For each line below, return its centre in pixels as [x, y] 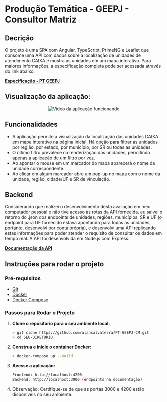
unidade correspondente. [38, 168]
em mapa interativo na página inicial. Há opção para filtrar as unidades [85, 142]
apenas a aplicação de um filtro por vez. [54, 158]
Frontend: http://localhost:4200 [47, 375]
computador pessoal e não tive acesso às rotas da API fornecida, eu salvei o [84, 212]
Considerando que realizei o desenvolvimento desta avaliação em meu [78, 207]
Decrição [19, 38]
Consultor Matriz [41, 20]
